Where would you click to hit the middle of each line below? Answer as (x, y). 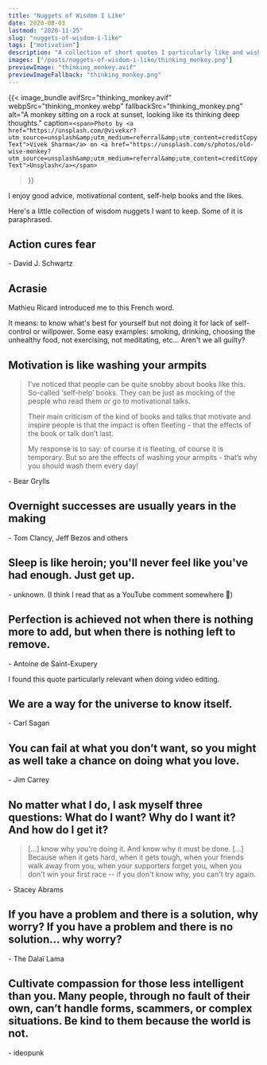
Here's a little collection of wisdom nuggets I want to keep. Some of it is (126, 211)
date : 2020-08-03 (37, 23)
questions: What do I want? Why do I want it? (122, 817)
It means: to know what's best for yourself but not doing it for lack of (120, 323)
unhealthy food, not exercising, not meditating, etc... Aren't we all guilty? (127, 340)
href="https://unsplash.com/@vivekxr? (72, 131)
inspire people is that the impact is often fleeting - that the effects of (139, 425)
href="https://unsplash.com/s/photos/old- (182, 144)
